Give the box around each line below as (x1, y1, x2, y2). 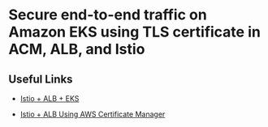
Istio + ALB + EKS (19, 94, 80, 103)
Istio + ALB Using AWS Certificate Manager (19, 109, 166, 119)
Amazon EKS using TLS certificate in (8, 23, 262, 41)
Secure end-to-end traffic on (8, 6, 207, 24)
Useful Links (8, 72, 73, 86)
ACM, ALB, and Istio (8, 40, 145, 58)
